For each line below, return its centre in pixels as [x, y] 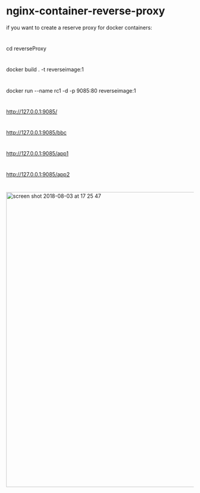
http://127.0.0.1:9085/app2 [38, 174]
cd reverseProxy [26, 48]
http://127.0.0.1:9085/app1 [37, 154]
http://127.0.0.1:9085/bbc [37, 132]
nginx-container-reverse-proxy [86, 11]
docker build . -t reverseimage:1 [45, 69]
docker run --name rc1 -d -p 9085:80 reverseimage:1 [71, 90]
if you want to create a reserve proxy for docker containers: [79, 27]
